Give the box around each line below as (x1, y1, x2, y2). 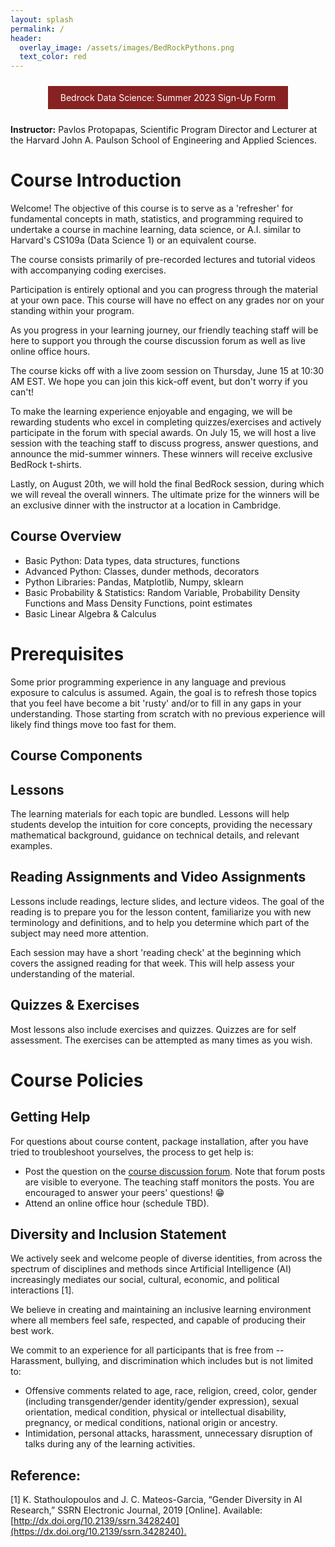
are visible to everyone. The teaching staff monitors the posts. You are (24, 1176, 315, 1188)
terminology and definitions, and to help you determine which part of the (10, 916, 310, 928)
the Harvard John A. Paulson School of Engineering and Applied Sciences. (10, 134, 317, 146)
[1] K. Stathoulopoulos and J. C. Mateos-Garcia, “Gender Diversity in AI (10, 1494, 303, 1506)
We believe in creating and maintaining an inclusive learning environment (10, 1304, 312, 1316)
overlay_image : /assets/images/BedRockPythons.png (19, 42, 235, 53)
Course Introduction (10, 169, 182, 192)
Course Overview (10, 528, 122, 545)
